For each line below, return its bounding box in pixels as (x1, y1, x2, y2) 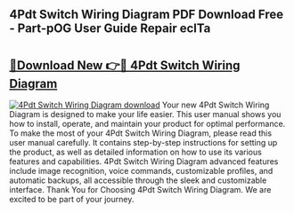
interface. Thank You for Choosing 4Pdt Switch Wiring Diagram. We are (9, 185, 272, 194)
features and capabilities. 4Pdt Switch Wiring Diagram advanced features (9, 156, 279, 167)
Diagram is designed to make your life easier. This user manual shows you (9, 109, 282, 119)
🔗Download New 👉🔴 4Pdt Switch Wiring (9, 58, 241, 73)
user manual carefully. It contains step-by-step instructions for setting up (9, 138, 278, 147)
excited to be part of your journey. (9, 194, 135, 204)
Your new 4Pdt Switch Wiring (161, 99, 270, 110)
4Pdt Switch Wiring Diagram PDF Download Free (9, 7, 283, 22)
